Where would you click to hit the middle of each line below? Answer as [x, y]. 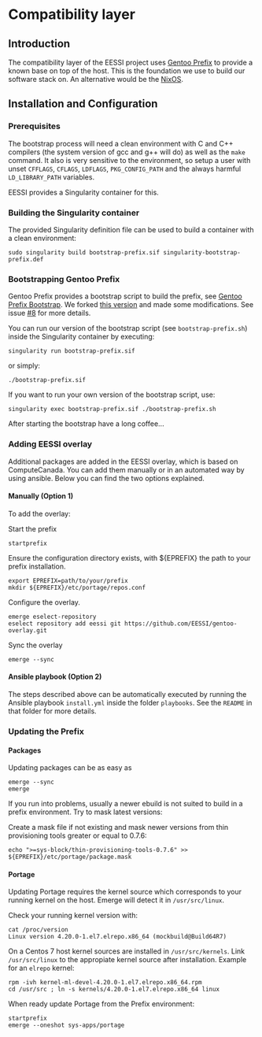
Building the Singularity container [74, 213]
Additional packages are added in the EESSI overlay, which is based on [123, 461]
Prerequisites [34, 126]
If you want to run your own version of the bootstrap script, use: [112, 394]
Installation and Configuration [83, 104]
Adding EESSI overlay [50, 444]
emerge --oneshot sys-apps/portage [66, 1025]
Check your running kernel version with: [73, 916]
